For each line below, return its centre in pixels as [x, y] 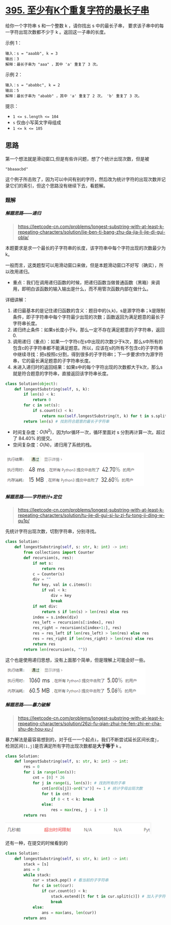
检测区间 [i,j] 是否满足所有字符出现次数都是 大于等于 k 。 [65, 746]
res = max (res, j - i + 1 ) [79, 810]
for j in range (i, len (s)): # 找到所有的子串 [79, 783]
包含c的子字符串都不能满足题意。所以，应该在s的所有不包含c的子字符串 [88, 348]
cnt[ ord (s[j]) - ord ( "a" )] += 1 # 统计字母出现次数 [92, 788]
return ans [35, 918]
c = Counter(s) [49, 574]
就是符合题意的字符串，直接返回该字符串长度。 [62, 373]
